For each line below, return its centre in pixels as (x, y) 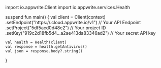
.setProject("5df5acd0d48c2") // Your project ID (56, 28)
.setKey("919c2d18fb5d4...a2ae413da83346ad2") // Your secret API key (80, 33)
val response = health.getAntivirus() (46, 47)
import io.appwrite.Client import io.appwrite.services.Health (68, 7)
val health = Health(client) (36, 42)
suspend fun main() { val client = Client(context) (55, 17)
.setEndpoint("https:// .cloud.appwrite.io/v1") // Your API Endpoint (73, 22)
